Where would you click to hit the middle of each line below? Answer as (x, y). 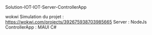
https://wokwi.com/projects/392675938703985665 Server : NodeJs (76, 22)
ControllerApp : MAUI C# (31, 27)
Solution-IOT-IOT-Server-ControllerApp (46, 7)
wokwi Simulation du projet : (34, 17)
